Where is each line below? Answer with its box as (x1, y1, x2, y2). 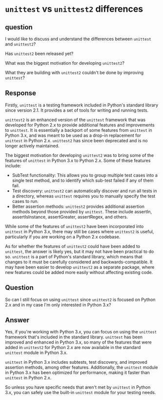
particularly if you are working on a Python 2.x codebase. (5, 234, 121, 240)
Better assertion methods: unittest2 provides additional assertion (12, 203, 145, 209)
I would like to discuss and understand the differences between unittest (5, 36, 151, 42)
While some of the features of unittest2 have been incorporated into (5, 223, 144, 229)
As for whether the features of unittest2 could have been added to (5, 243, 141, 249)
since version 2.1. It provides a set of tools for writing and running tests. (5, 107, 149, 113)
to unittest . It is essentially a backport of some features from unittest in (5, 127, 152, 133)
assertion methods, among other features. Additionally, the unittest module (5, 364, 158, 371)
